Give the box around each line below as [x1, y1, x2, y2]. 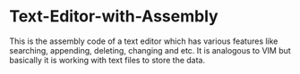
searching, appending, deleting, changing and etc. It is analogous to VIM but [9, 45, 291, 55]
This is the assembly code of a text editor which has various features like [9, 36, 279, 46]
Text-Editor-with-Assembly [9, 6, 219, 27]
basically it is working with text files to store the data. [9, 54, 206, 65]
